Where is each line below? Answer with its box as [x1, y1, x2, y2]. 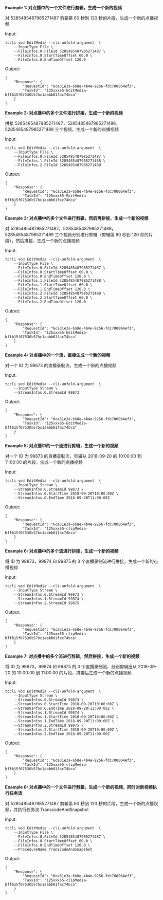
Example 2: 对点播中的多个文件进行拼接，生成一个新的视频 [5, 110, 123, 116]
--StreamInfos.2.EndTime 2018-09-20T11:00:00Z [14, 732, 110, 736]
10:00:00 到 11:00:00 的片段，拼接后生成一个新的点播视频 [17, 670, 132, 676]
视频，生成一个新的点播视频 [63, 127, 119, 132]
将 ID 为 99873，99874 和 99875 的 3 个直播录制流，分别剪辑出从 [5, 664, 137, 669]
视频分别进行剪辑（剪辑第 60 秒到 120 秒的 [63, 232, 149, 238]
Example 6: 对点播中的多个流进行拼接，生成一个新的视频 [5, 548, 119, 554]
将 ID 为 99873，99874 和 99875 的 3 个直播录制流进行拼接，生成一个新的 [5, 558, 154, 564]
